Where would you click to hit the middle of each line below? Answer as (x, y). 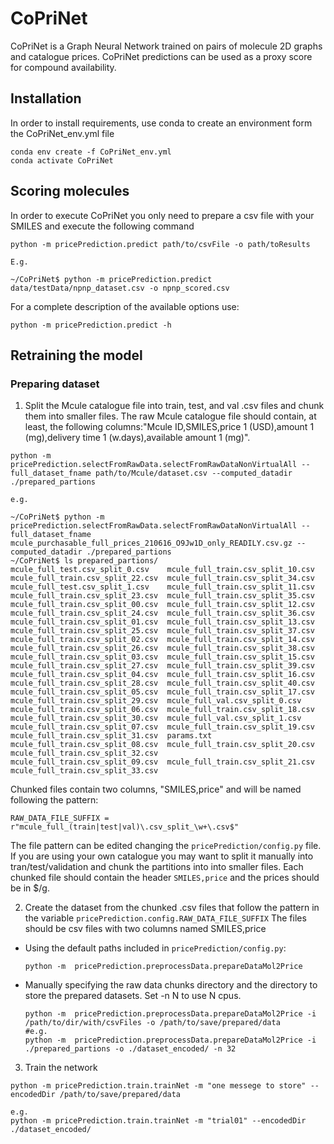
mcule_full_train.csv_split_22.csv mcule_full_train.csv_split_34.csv (162, 578)
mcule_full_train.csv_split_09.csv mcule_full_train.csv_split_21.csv (162, 762)
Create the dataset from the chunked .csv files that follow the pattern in (172, 908)
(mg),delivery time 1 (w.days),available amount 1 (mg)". (137, 438)
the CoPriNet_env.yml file (62, 133)
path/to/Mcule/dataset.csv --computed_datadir (194, 473)
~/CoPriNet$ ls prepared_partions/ (84, 561)
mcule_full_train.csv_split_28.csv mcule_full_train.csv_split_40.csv (162, 683)
